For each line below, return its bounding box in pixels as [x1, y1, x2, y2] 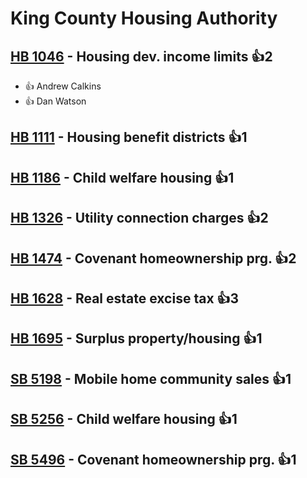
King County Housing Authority [10, 7, 278, 30]
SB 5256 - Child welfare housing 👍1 [10, 411, 238, 428]
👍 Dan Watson [24, 95, 87, 107]
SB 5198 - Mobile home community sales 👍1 [10, 370, 292, 387]
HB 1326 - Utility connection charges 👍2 [10, 210, 269, 227]
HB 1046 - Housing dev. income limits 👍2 [10, 48, 273, 65]
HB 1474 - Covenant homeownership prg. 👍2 [10, 250, 297, 267]
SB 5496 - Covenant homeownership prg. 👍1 [10, 451, 297, 468]
